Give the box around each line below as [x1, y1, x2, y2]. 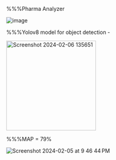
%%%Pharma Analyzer [6, 5, 65, 12]
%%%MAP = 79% [6, 136, 52, 142]
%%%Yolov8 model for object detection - [6, 28, 111, 36]
